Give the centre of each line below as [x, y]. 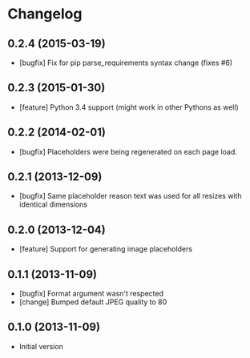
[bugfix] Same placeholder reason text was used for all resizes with [130, 196]
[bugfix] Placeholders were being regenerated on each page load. [128, 151]
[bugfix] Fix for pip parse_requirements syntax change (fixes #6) [126, 62]
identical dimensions [53, 204]
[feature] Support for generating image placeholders [106, 249]
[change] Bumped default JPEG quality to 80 [93, 302]
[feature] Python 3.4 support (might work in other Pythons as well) [129, 107]
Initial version [41, 346]
